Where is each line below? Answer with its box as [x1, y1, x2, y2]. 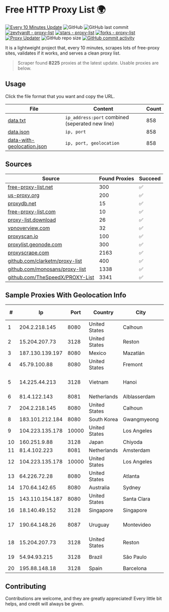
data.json [8, 128, 30, 135]
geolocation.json [8, 142, 47, 149]
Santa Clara [123, 495, 151, 502]
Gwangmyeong [123, 416, 159, 423]
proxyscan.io [8, 233, 39, 240]
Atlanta [123, 473, 140, 480]
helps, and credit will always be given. [5, 601, 84, 607]
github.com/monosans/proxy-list [8, 266, 87, 273]
